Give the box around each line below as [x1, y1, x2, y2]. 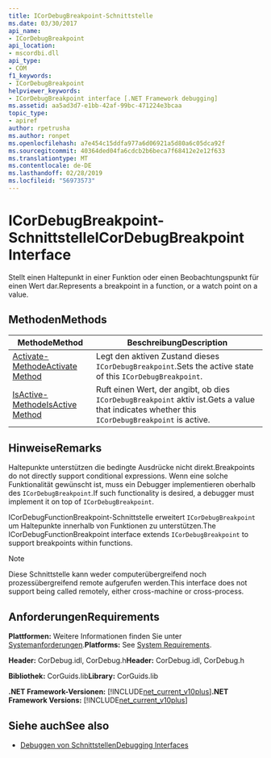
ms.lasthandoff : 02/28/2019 [8, 169, 103, 177]
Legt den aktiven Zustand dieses [95, 350, 220, 361]
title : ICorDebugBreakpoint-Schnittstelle [8, 11, 153, 20]
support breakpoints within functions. [8, 538, 133, 548]
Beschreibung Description [127, 336, 228, 348]
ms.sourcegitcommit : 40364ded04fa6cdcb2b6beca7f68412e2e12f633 [8, 147, 226, 155]
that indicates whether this [95, 404, 197, 415]
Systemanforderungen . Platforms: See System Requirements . [8, 640, 212, 650]
